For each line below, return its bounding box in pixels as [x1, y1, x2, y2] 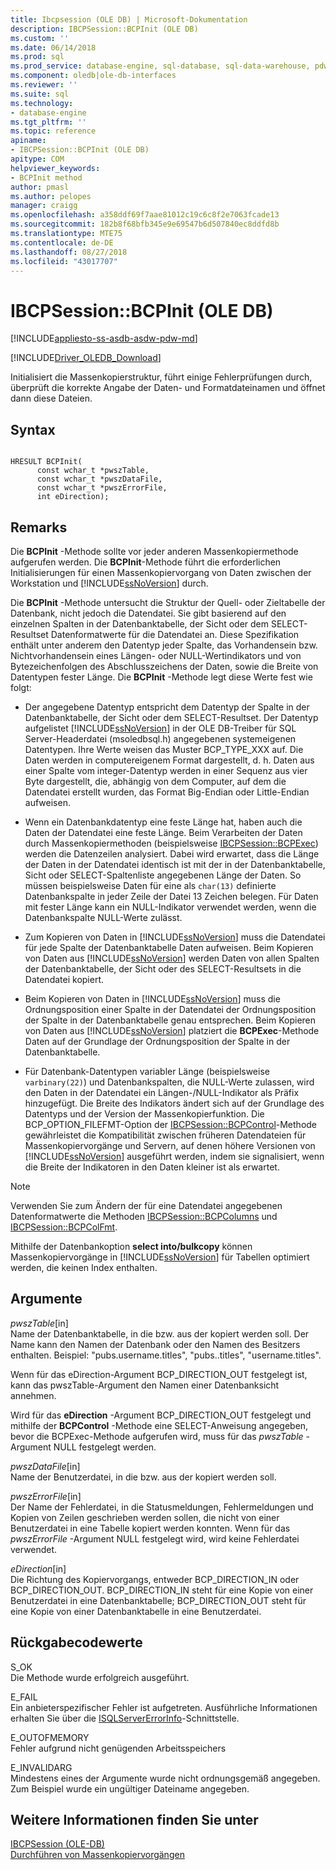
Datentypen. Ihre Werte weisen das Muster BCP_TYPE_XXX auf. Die [24, 743, 304, 755]
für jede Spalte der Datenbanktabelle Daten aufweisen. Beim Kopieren [24, 941, 314, 953]
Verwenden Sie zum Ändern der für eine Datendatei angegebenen [10, 1199, 283, 1211]
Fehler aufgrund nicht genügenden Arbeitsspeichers [10, 1742, 227, 1754]
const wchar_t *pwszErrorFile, [36, 483, 168, 493]
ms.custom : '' [10, 33, 70, 43]
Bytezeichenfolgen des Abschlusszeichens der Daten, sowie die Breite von [10, 660, 319, 672]
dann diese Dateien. [10, 392, 93, 405]
